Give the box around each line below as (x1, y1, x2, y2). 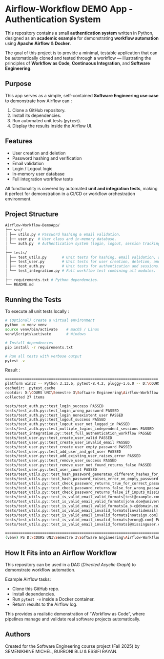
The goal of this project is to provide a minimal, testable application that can (5, 50, 158, 56)
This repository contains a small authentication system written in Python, (5, 30, 154, 36)
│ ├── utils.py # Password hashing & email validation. (5, 232, 121, 237)
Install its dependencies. (12, 112, 61, 118)
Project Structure (5, 210, 59, 218)
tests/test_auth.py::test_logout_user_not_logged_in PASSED (5, 422, 130, 427)
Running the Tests (5, 296, 62, 304)
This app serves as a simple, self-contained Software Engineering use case (5, 92, 159, 98)
